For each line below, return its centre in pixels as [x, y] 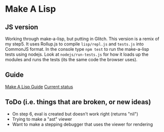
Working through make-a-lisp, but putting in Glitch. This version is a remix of [82, 39]
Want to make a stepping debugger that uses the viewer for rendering [82, 124]
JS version [22, 27]
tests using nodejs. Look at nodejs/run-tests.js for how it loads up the [77, 54]
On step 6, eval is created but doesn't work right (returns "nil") [75, 114]
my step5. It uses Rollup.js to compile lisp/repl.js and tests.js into [74, 44]
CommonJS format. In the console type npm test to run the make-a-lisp [77, 49]
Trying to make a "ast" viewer [42, 119]
